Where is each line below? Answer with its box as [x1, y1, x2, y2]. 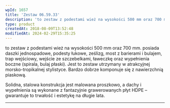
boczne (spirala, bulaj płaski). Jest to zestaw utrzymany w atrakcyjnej [5, 61, 150, 67]
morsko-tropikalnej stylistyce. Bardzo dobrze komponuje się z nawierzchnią [5, 66, 163, 73]
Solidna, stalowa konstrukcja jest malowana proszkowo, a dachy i [5, 82, 142, 88]
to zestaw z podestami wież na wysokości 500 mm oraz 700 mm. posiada [5, 45, 159, 51]
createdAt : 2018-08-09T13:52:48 [5, 26, 73, 31]
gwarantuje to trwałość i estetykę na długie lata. [5, 92, 105, 98]
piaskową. [5, 72, 27, 78]
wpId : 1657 [5, 7, 28, 13]
